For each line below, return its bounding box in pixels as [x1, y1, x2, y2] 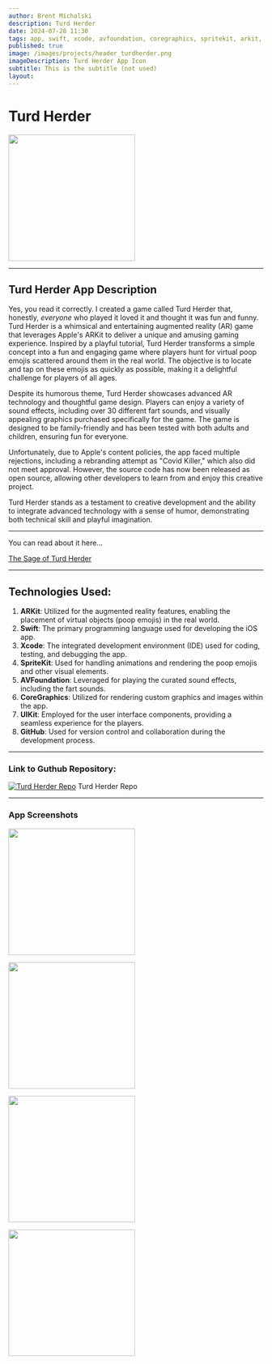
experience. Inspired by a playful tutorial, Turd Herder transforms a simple [8, 339, 255, 348]
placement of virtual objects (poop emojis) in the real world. [19, 615, 220, 624]
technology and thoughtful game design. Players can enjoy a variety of [8, 398, 244, 407]
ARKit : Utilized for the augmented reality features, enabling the [19, 607, 231, 616]
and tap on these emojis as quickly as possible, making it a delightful [8, 364, 237, 374]
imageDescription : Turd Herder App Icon [8, 58, 147, 66]
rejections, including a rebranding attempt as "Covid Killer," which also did [8, 456, 256, 466]
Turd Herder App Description [8, 283, 158, 296]
